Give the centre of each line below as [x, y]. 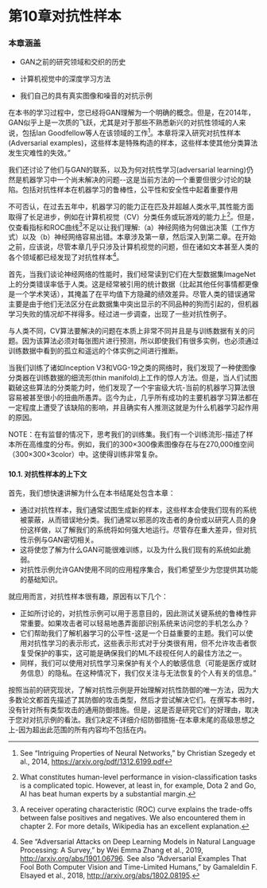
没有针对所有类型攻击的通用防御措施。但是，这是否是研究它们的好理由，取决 [133, 710]
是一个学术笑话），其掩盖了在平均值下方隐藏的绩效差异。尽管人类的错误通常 [132, 294]
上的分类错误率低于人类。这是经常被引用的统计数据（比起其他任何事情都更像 [133, 284]
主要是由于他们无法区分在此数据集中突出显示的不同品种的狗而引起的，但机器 [133, 304]
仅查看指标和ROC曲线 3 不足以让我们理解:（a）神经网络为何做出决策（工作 [128, 226]
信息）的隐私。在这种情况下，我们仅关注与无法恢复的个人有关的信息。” [141, 673]
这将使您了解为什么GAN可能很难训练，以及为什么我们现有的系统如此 [132, 550]
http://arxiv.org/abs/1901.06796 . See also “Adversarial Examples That [133, 859]
